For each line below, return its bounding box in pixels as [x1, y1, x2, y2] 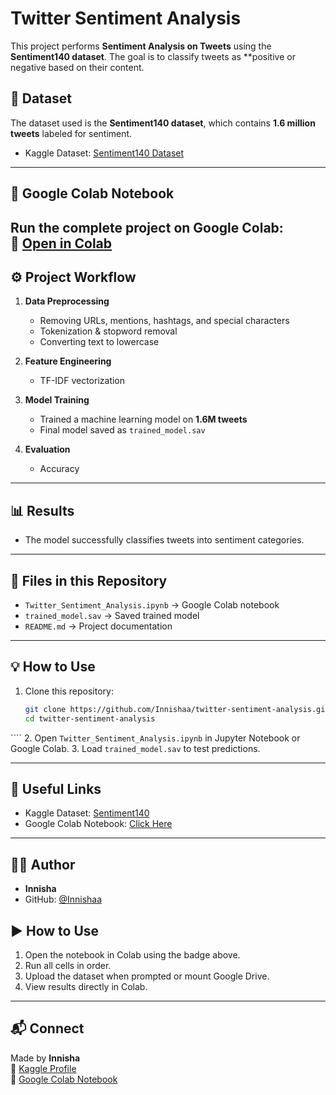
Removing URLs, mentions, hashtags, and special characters [39, 315, 290, 327]
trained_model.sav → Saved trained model [24, 609, 200, 621]
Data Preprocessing [24, 295, 110, 307]
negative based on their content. [10, 61, 145, 73]
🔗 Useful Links [10, 780, 102, 797]
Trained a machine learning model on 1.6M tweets [39, 413, 248, 426]
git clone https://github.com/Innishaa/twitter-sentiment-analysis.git [24, 704, 330, 714]
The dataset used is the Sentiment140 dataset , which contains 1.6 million [10, 117, 316, 129]
